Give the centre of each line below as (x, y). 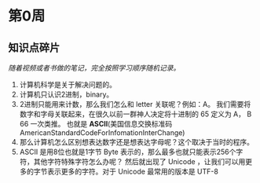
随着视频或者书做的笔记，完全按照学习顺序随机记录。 (94, 68)
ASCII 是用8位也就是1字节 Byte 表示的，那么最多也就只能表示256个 (128, 152)
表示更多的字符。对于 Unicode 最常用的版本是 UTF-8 (132, 171)
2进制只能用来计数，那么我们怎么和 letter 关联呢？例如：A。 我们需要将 (135, 104)
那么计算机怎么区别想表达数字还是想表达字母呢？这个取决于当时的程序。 (136, 142)
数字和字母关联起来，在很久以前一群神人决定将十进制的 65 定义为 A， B (135, 114)
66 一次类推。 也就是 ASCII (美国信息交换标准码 (96, 124)
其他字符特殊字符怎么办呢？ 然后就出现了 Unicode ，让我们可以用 (139, 161)
